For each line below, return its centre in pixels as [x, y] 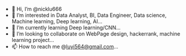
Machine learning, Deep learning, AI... [57, 21]
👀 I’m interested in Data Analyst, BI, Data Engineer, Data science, [89, 15]
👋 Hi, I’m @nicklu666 [37, 9]
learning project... [33, 40]
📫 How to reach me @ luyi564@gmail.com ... [65, 46]
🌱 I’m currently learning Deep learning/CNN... [66, 27]
